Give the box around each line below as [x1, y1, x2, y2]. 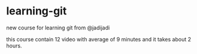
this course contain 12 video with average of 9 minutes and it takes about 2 [6, 35, 192, 43]
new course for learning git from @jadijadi [6, 24, 110, 31]
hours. [6, 42, 22, 49]
